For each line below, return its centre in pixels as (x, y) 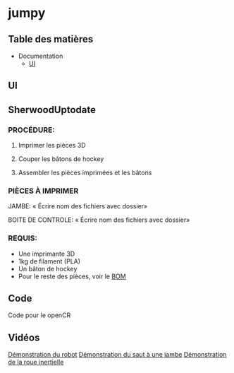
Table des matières (51, 39)
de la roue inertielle (36, 362)
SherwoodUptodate (52, 110)
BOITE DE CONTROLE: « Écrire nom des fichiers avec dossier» (99, 220)
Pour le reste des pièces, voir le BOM (72, 276)
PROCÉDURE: (31, 130)
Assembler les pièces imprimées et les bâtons (85, 173)
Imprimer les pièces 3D (52, 146)
